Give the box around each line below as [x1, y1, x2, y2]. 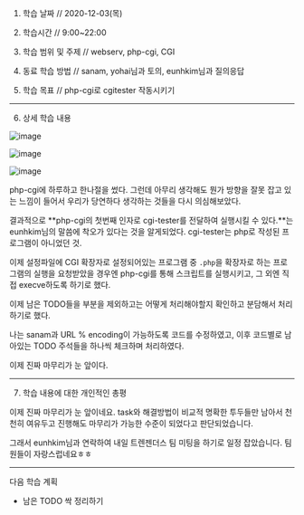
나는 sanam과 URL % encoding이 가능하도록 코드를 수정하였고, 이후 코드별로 [9, 329, 283, 339]
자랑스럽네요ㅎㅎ [33, 449, 92, 459]
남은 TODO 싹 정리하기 [22, 496, 104, 506]
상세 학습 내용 [22, 112, 71, 123]
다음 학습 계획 [9, 476, 59, 487]
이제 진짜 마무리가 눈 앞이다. [9, 360, 109, 370]
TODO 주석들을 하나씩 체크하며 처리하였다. [33, 340, 185, 351]
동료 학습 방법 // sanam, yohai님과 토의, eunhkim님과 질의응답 [22, 66, 245, 76]
